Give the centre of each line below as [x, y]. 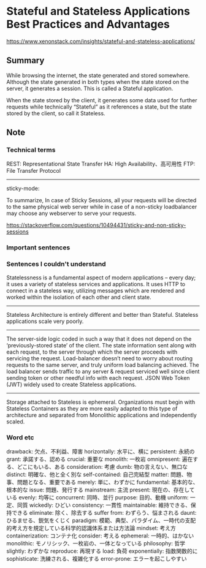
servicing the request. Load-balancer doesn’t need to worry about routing [100, 358]
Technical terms [31, 150]
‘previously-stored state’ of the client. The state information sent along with [101, 345]
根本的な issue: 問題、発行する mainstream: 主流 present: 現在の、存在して [101, 490]
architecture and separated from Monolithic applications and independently [102, 415]
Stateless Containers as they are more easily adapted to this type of [92, 408]
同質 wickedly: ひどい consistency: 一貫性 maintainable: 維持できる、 [104, 505]
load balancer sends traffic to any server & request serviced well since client [103, 371]
